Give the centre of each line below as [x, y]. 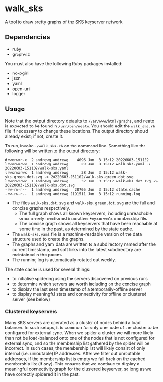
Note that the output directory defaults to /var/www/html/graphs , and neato [80, 121]
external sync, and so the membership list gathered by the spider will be [77, 343]
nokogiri [20, 73]
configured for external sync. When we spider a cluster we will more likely [79, 333]
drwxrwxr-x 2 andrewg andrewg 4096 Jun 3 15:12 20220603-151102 [77, 160]
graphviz [21, 54]
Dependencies [27, 37]
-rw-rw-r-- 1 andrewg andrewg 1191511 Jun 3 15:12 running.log [72, 194]
